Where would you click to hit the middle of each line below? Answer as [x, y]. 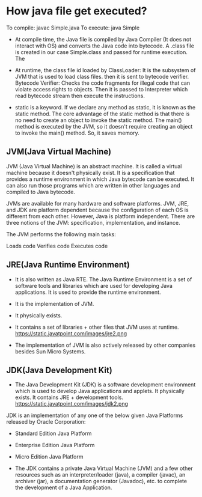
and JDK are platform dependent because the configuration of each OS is [97, 210]
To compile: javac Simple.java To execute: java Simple [73, 28]
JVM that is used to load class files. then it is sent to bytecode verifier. [102, 76]
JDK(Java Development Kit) [59, 370]
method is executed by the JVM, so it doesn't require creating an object [104, 126]
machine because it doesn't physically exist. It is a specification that [90, 172]
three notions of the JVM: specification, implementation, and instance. [93, 222]
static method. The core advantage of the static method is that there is [102, 114]
